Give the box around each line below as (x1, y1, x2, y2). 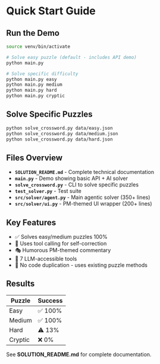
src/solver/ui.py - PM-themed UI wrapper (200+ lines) (14, 200, 153, 207)
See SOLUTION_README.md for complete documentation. (6, 350, 152, 358)
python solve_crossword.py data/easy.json (6, 125, 113, 131)
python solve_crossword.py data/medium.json (6, 130, 118, 136)
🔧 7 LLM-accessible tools (14, 255, 77, 263)
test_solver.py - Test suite (14, 188, 82, 195)
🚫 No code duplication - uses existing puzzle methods (14, 262, 148, 269)
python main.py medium (6, 82, 62, 88)
